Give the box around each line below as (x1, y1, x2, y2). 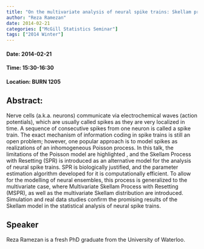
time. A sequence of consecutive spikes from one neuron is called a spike (6, 124, 191, 132)
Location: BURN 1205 (6, 78, 61, 85)
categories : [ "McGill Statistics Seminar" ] (6, 26, 118, 32)
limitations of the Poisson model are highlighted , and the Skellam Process (6, 150, 191, 158)
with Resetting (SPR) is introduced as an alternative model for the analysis (6, 157, 191, 164)
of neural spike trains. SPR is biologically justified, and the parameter (6, 163, 178, 171)
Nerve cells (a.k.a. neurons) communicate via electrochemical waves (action (6, 112, 197, 119)
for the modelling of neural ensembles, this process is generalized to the (6, 176, 188, 183)
